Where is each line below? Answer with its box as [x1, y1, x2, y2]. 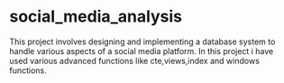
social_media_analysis [9, 6, 183, 27]
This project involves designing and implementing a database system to [9, 36, 276, 47]
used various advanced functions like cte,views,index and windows [9, 55, 260, 66]
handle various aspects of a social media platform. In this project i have [9, 45, 274, 56]
